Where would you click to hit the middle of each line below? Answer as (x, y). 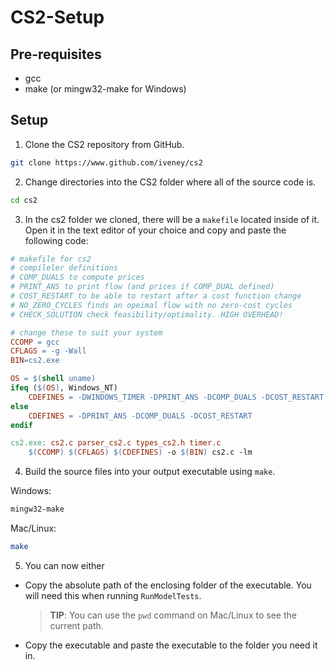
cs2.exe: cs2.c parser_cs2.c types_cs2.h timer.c (116, 443)
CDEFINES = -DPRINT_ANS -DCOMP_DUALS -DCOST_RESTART (140, 416)
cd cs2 (24, 200)
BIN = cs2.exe (35, 361)
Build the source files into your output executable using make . (150, 472)
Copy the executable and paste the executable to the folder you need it (171, 645)
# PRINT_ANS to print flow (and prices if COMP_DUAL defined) (142, 287)
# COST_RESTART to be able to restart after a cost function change (156, 296)
